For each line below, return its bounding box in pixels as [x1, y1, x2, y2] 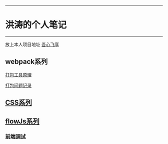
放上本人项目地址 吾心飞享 [5, 41, 59, 47]
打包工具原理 [5, 71, 31, 77]
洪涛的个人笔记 [5, 19, 67, 30]
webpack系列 [5, 57, 48, 66]
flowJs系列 [5, 117, 40, 125]
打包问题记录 [5, 82, 31, 88]
